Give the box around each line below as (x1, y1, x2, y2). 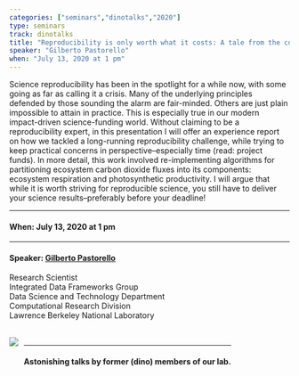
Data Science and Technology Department (9, 291, 166, 302)
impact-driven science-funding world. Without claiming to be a (9, 117, 240, 127)
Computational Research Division (9, 300, 132, 312)
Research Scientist (9, 273, 78, 283)
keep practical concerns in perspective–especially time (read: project (9, 145, 263, 156)
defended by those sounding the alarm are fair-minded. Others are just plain (9, 98, 288, 108)
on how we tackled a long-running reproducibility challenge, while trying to (9, 135, 285, 146)
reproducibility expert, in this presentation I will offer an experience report (9, 127, 280, 136)
